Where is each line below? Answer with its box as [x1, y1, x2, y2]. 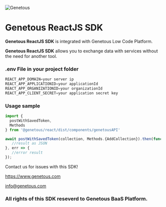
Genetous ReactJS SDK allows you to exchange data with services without [5, 48, 158, 54]
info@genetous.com [5, 183, 46, 189]
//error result [11, 150, 43, 155]
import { [5, 114, 23, 119]
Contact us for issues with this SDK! [5, 163, 78, 169]
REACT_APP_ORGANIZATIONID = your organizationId [5, 86, 103, 91]
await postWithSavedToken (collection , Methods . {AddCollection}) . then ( [5, 136, 154, 141]
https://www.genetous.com [5, 173, 61, 179]
